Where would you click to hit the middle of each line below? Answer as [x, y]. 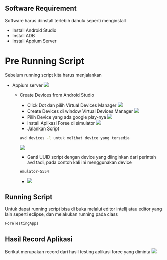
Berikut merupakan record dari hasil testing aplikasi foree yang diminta [78, 252]
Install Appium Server [34, 41]
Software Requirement [41, 8]
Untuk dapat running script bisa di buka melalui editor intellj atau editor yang [83, 209]
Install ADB [23, 35]
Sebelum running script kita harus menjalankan [53, 75]
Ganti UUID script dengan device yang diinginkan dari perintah [92, 157]
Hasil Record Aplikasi [39, 239]
